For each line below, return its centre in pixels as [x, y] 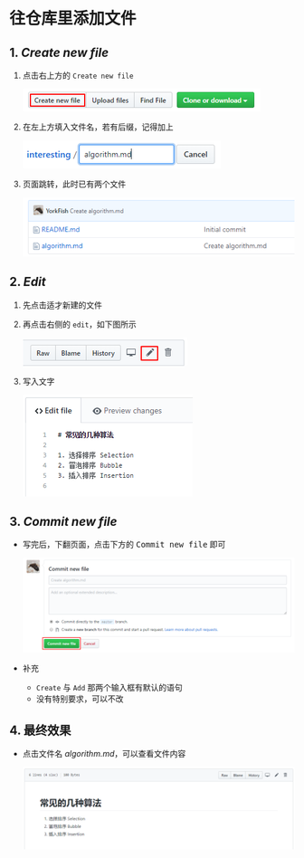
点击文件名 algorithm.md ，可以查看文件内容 [104, 754]
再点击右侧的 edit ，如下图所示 [80, 324]
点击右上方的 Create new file [78, 75]
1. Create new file [59, 52]
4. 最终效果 [40, 730]
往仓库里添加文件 [73, 19]
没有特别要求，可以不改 [80, 699]
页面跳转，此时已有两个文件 [74, 184]
